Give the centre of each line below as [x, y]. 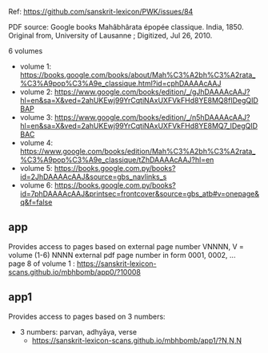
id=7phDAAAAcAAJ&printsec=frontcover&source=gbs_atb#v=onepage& [140, 194]
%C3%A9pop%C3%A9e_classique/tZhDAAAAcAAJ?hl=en [117, 160]
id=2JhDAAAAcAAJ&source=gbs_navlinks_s [93, 176]
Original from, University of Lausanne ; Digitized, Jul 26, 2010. [110, 36]
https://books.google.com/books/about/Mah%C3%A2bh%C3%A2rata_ [138, 75]
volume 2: [36, 92]
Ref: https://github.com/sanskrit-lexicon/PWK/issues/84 [101, 12]
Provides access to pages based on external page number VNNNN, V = [126, 246]
